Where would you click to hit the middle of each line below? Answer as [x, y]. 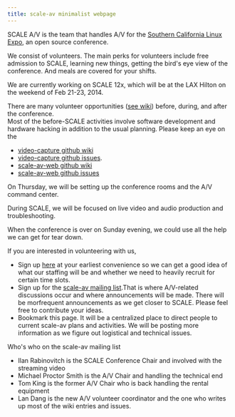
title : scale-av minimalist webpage [62, 14]
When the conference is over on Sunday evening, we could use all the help [117, 230]
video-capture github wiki [56, 150]
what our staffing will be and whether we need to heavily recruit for [116, 272]
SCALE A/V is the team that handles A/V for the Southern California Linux [115, 34]
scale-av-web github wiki [55, 165]
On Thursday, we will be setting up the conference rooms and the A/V [110, 187]
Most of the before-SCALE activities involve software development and [111, 121]
